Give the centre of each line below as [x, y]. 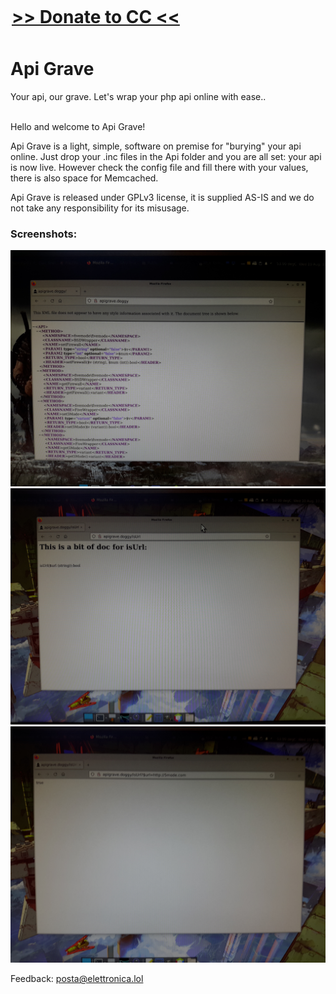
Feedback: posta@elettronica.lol [77, 979]
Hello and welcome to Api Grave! [78, 127]
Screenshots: [44, 234]
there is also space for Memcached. [84, 178]
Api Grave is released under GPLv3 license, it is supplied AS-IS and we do [162, 198]
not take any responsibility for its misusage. [100, 208]
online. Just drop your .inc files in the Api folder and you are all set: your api [166, 157]
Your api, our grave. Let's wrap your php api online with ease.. [138, 97]
